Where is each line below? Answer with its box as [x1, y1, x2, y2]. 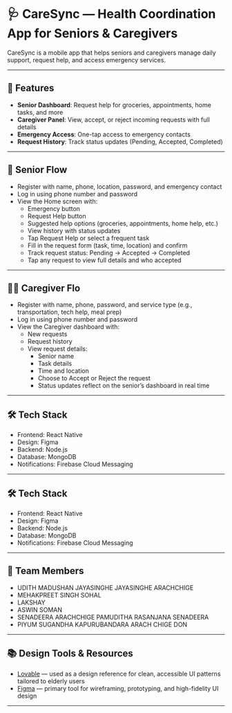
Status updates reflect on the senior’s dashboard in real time [37, 382, 210, 390]
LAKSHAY [17, 598, 46, 606]
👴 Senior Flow [7, 164, 68, 176]
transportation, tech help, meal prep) [17, 308, 122, 316]
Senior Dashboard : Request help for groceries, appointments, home [17, 100, 212, 109]
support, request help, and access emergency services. [7, 55, 166, 64]
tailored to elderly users [17, 676, 85, 685]
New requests [27, 330, 68, 338]
